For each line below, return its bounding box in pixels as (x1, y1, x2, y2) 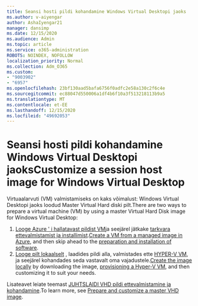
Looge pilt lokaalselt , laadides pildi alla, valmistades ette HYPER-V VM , (15, 251, 189, 258)
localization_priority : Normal (6, 58, 84, 64)
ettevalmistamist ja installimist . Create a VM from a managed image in (15, 232, 183, 239)
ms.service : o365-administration (6, 47, 89, 53)
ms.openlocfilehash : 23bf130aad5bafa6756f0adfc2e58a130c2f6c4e (6, 85, 166, 91)
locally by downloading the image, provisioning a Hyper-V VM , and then (15, 263, 190, 270)
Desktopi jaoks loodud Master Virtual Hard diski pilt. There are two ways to (6, 202, 187, 209)
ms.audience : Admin (6, 36, 55, 42)
